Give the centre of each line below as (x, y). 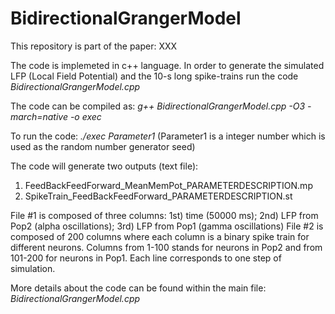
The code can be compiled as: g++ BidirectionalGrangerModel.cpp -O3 (158, 106)
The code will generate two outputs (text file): (104, 166)
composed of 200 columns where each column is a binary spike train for (160, 236)
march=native (39, 116)
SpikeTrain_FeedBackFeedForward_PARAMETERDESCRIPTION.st (158, 196)
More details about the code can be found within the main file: (138, 288)
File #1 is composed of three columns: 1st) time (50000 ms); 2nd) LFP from (164, 215)
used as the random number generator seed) (103, 146)
